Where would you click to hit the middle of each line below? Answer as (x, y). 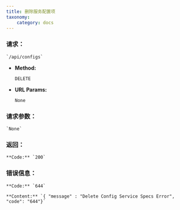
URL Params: (31, 90)
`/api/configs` (25, 57)
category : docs (35, 22)
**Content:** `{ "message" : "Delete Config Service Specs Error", (91, 196)
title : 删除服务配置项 (31, 12)
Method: (25, 68)
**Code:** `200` (26, 157)
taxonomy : (18, 17)
